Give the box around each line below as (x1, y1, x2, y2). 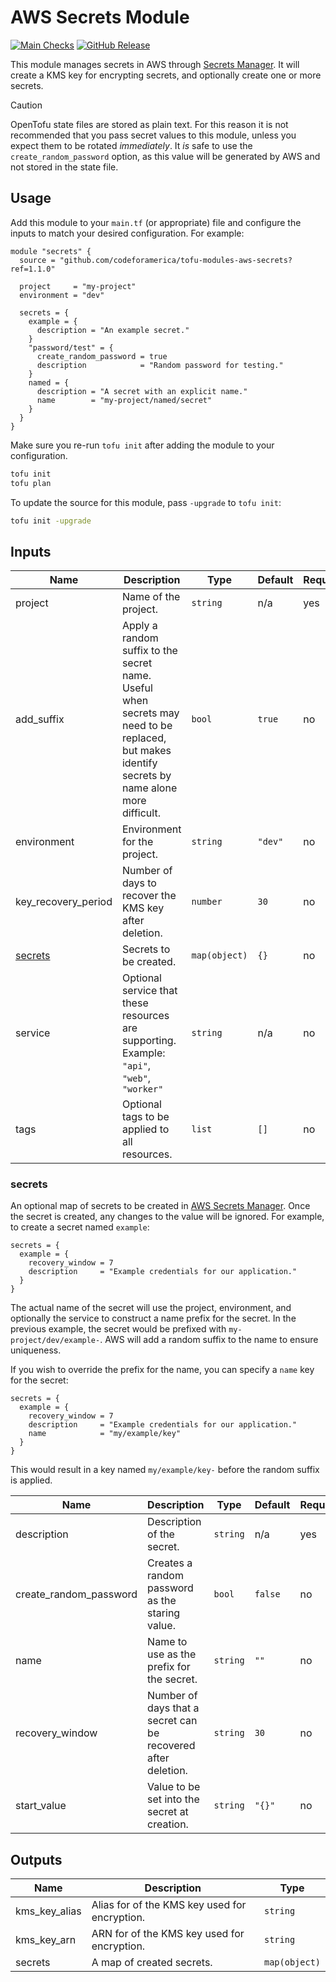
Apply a (121, 619, 158, 633)
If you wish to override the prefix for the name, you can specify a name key (10, 1364, 315, 1376)
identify (121, 756, 158, 770)
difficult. (121, 806, 161, 820)
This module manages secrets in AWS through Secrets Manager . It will (10, 58, 300, 70)
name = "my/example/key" (28, 1429, 182, 1439)
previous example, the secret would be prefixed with (10, 1323, 227, 1335)
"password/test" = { (28, 342, 114, 353)
